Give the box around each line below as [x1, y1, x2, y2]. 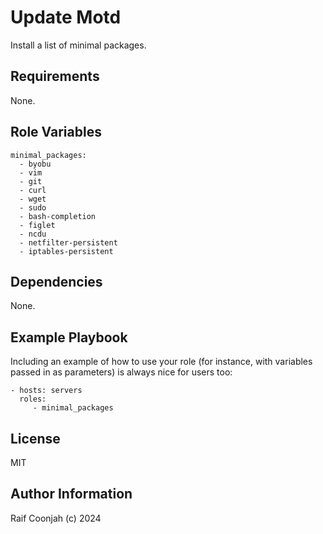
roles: [19, 394, 47, 405]
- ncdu [19, 229, 47, 239]
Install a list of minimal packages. [10, 39, 147, 51]
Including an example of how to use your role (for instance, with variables [10, 356, 313, 368]
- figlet [19, 220, 56, 230]
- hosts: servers [10, 386, 83, 396]
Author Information [10, 486, 133, 503]
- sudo [19, 202, 47, 213]
